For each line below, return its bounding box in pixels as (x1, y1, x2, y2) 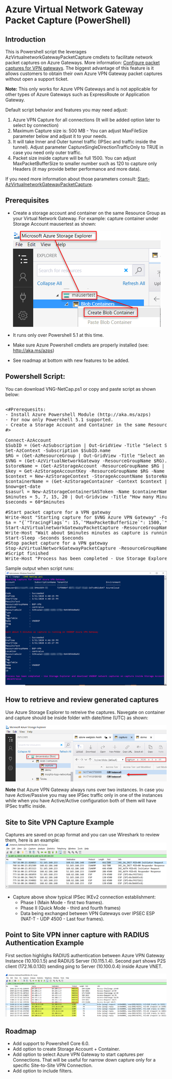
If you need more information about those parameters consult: (5, 176, 137, 182)
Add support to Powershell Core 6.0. (12, 1040, 90, 1047)
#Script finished (5, 550, 49, 556)
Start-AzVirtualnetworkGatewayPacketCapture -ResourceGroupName (5, 524, 170, 531)
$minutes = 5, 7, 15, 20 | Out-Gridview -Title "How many (5, 493, 154, 500)
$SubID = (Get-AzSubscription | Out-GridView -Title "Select (5, 442, 162, 448)
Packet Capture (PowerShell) (5, 14, 131, 26)
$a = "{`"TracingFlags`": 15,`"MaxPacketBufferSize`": (5, 519, 146, 525)
